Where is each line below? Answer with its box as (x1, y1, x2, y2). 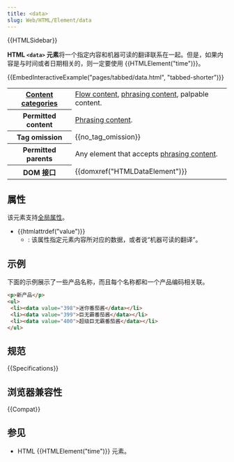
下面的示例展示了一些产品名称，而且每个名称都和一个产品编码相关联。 (7, 278, 209, 286)
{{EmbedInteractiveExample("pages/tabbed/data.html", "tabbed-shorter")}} (7, 73, 224, 81)
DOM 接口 (23, 167, 56, 177)
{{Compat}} (7, 405, 40, 413)
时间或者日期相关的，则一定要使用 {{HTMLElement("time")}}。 (25, 59, 205, 67)
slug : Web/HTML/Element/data (7, 17, 92, 24)
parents (26, 154, 53, 163)
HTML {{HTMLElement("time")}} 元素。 (17, 447, 131, 455)
